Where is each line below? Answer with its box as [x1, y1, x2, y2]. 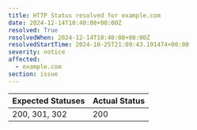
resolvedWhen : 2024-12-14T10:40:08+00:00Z [8, 33, 150, 42]
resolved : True [8, 26, 59, 34]
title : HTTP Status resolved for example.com [8, 11, 161, 20]
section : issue [8, 70, 59, 78]
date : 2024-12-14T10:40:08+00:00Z [8, 19, 123, 27]
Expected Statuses [12, 95, 85, 106]
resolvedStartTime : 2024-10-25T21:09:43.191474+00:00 [8, 41, 190, 49]
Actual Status [92, 95, 145, 106]
